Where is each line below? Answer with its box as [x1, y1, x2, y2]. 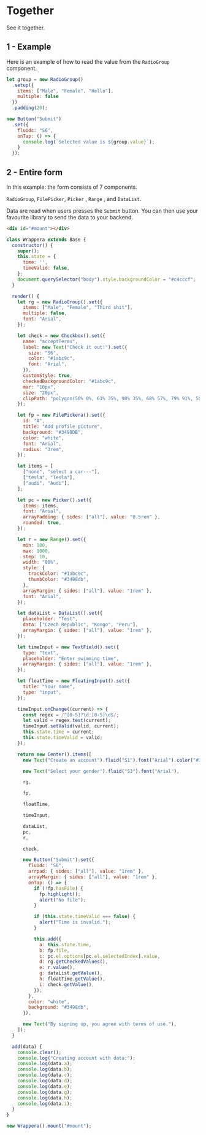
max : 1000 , [22, 548, 51, 554]
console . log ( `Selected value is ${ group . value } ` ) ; [22, 139, 155, 145]
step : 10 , [22, 553, 48, 560]
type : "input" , [22, 689, 62, 696]
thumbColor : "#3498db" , [28, 577, 89, 583]
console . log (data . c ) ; [17, 1072, 72, 1079]
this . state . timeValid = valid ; [22, 735, 103, 741]
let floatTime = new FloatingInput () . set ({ [17, 678, 131, 684]
